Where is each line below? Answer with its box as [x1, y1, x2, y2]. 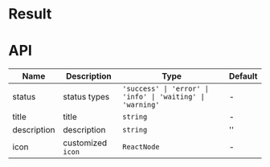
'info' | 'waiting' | [121, 92, 205, 101]
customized [63, 137, 108, 149]
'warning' [121, 100, 160, 109]
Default [228, 71, 258, 82]
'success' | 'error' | [121, 84, 209, 93]
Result [8, 5, 52, 23]
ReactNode [121, 142, 160, 152]
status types [63, 92, 110, 103]
